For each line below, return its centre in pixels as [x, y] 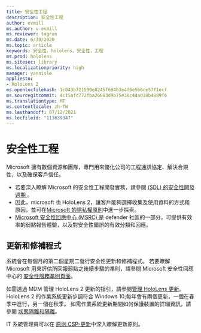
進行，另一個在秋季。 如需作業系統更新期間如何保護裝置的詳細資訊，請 [104, 304]
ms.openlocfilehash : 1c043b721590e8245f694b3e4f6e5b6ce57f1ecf [87, 90]
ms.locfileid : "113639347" [40, 118]
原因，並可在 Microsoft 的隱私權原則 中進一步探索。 [77, 210]
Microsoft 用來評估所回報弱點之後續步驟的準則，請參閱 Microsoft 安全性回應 [100, 268]
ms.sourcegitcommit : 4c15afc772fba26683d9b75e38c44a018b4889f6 [87, 95]
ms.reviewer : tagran [32, 34]
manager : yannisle [29, 73]
